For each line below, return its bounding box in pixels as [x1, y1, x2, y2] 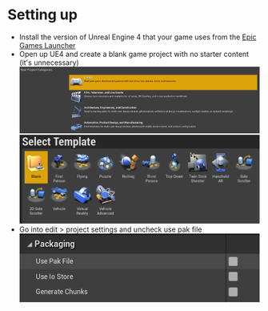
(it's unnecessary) [18, 58, 79, 67]
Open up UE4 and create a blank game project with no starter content [18, 49, 250, 59]
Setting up [7, 6, 78, 24]
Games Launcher [18, 40, 76, 50]
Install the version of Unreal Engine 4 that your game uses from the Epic [18, 32, 257, 42]
